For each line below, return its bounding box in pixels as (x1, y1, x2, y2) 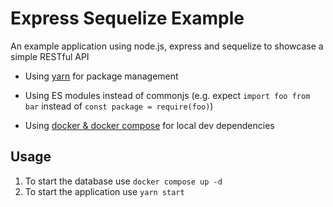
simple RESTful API (10, 50, 90, 62)
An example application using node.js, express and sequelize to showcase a (10, 40, 324, 52)
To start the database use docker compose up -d (24, 175, 223, 187)
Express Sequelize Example (10, 7, 245, 30)
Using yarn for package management (24, 70, 179, 82)
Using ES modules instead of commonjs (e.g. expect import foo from (24, 89, 311, 101)
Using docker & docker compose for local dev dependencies (24, 119, 275, 131)
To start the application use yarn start (24, 185, 185, 197)
